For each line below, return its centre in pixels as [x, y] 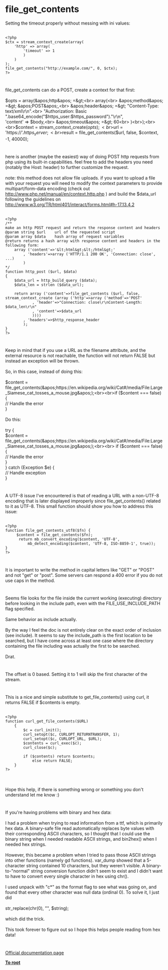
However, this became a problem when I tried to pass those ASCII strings [81, 855]
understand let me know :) [32, 795]
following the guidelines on [33, 200]
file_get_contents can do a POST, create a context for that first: [70, 90]
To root [13, 962]
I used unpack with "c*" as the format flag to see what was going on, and [81, 887]
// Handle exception [26, 473]
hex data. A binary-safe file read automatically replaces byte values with [80, 829]
